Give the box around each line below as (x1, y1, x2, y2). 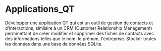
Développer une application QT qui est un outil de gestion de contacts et (5, 20, 153, 26)
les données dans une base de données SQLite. (5, 41, 103, 47)
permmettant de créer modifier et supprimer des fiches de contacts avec (5, 30, 154, 36)
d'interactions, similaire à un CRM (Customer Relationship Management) (5, 25, 153, 31)
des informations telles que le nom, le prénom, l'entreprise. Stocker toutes (5, 36, 157, 42)
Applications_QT (5, 3, 75, 15)
